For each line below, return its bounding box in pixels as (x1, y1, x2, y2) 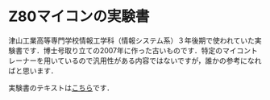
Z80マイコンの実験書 (8, 7, 150, 26)
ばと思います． (8, 65, 58, 75)
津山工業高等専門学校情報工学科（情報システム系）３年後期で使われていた (8, 35, 255, 45)
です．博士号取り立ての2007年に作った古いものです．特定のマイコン (22, 45, 251, 55)
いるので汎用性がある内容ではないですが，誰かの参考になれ (64, 56, 262, 65)
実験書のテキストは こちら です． (8, 82, 114, 93)
